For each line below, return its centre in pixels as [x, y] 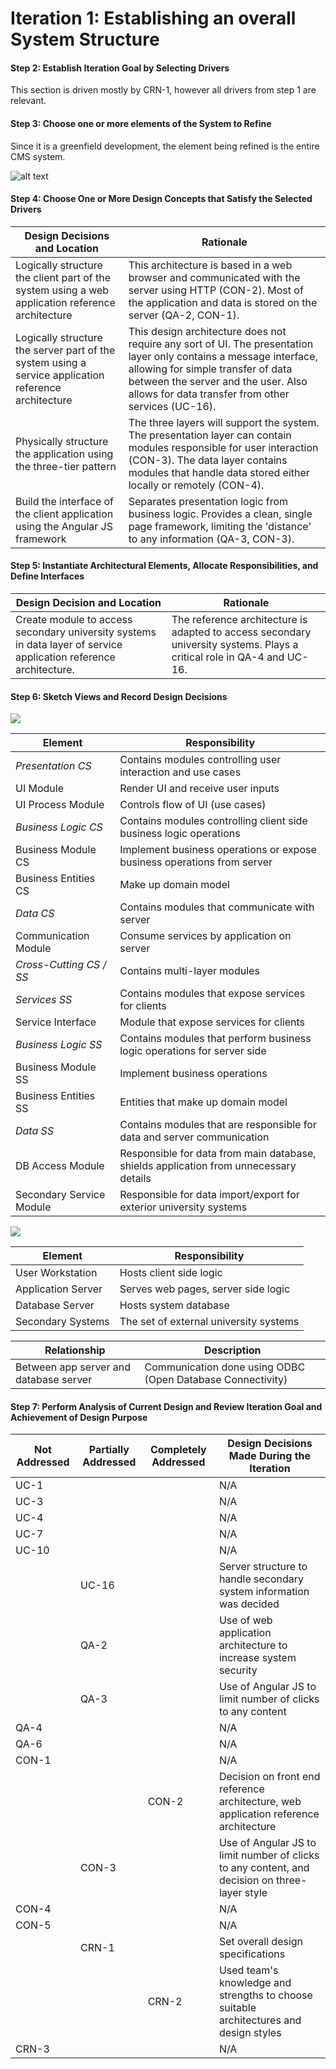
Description [233, 1350]
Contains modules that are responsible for [218, 1125]
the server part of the [65, 350]
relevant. [28, 101]
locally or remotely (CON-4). [196, 485]
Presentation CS [53, 766]
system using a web [62, 290]
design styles [250, 2033]
